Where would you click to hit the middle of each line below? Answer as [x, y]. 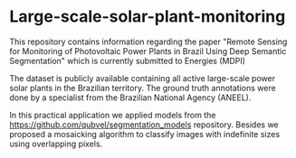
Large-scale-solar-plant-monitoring [148, 17]
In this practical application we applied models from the [113, 115]
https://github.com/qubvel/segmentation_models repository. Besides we [144, 125]
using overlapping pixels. [56, 144]
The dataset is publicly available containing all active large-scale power [143, 78]
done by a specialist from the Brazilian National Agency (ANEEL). [130, 98]
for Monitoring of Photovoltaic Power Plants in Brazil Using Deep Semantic [148, 51]
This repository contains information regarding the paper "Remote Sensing [148, 42]
